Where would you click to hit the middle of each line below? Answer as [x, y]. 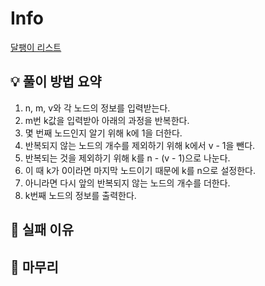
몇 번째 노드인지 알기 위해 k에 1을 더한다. [103, 133]
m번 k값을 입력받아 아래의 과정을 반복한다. [107, 120]
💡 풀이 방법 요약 [56, 82]
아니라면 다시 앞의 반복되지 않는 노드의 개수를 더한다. [127, 183]
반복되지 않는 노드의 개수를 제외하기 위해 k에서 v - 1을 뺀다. [140, 145]
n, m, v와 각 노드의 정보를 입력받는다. [97, 108]
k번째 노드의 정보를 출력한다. [80, 195]
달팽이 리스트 [36, 47]
